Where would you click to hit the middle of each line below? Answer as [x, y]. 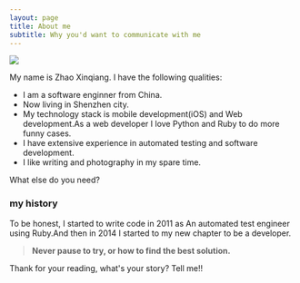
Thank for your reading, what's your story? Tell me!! [106, 268]
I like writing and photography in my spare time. [112, 162]
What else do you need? [55, 180]
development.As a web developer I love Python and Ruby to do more [151, 124]
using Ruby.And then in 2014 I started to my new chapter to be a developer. [150, 233]
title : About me [40, 26]
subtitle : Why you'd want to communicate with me [105, 34]
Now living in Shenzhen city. [75, 104]
